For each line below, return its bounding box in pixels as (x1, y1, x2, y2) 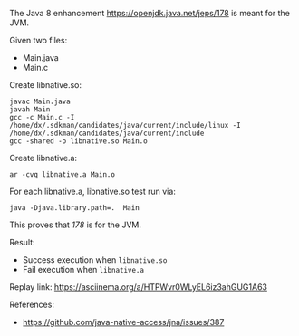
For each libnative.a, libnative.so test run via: (9, 186, 177, 197)
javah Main (9, 105, 51, 114)
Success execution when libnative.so (22, 254, 168, 265)
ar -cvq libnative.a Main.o (9, 170, 116, 179)
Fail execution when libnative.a (22, 264, 145, 274)
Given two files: (9, 35, 68, 45)
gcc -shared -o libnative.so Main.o (9, 137, 148, 146)
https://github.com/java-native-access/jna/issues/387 (22, 317, 225, 327)
